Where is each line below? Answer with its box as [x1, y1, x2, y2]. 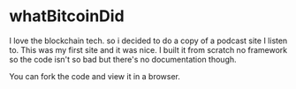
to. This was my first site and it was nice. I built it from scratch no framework [9, 44, 288, 55]
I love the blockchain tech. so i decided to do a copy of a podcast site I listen [9, 35, 288, 46]
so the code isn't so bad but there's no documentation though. [9, 54, 237, 64]
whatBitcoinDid [9, 6, 125, 26]
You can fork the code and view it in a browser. [9, 70, 181, 81]
